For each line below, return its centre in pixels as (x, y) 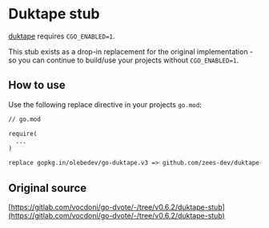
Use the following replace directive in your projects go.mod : (105, 104)
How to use (37, 85)
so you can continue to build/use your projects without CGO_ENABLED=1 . (124, 60)
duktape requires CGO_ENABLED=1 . (62, 36)
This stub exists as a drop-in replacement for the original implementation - (131, 51)
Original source (48, 188)
